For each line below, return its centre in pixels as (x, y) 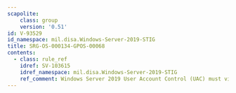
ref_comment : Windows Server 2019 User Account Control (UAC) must (120, 79)
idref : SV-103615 (45, 66)
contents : (22, 53)
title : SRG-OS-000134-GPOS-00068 (56, 46)
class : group (39, 20)
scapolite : (23, 14)
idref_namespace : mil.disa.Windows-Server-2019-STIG (99, 72)
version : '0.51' (44, 27)
